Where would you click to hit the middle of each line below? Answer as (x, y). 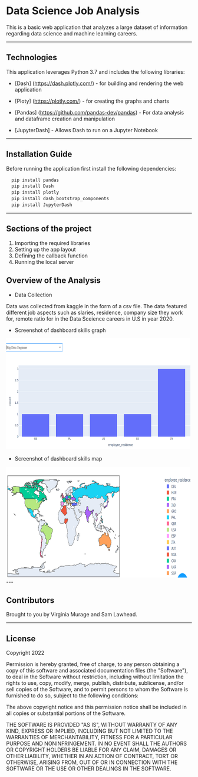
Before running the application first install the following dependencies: (91, 168)
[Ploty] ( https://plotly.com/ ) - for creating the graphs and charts (92, 101)
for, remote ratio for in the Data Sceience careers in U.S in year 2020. (90, 319)
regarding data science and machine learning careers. (72, 33)
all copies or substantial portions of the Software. (66, 713)
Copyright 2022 (25, 653)
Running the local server (44, 262)
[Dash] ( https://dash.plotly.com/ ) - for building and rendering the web (99, 83)
